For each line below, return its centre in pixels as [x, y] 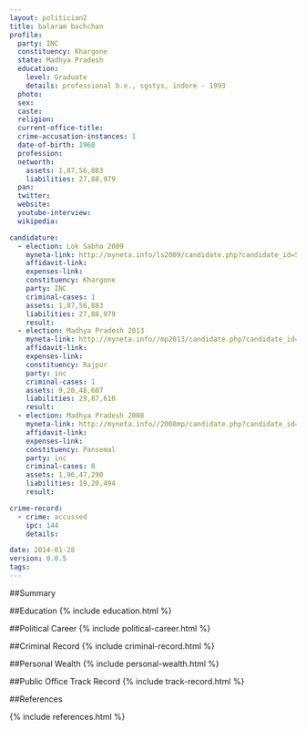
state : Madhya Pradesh [61, 60]
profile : [26, 35]
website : [34, 205]
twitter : [34, 196]
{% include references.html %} [67, 716]
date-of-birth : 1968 [56, 145]
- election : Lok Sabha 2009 [71, 246]
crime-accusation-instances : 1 [77, 137]
